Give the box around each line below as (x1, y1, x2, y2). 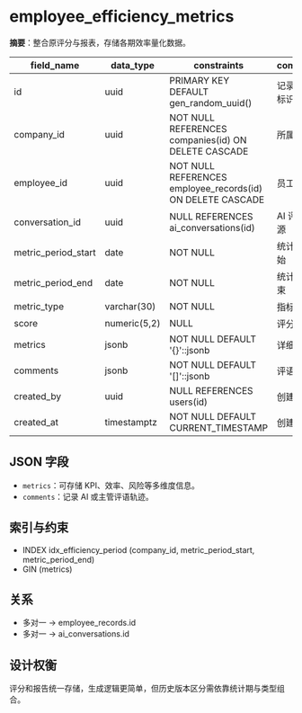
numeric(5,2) (104, 316, 161, 329)
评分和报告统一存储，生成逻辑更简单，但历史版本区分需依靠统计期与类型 (9, 683, 277, 694)
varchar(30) (104, 299, 156, 312)
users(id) (169, 396, 209, 408)
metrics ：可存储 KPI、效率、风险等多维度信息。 (22, 479, 200, 491)
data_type (111, 58, 155, 71)
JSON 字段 (9, 454, 69, 469)
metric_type (13, 299, 65, 312)
